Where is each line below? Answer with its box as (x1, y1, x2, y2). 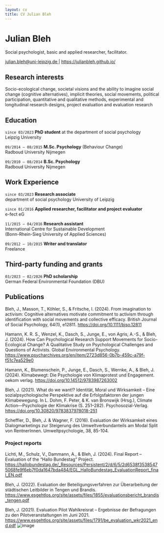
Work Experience (5, 178, 59, 187)
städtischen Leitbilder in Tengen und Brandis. (5, 487, 96, 493)
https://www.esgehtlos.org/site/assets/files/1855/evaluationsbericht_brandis (5, 492, 159, 498)
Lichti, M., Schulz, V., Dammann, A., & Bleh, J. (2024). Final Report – (5, 451, 142, 457)
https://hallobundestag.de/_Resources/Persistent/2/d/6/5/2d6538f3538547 (5, 461, 158, 468)
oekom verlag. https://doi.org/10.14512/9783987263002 (5, 377, 117, 383)
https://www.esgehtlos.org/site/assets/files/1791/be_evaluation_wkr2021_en (5, 517, 158, 523)
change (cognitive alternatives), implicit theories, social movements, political (5, 92, 159, 97)
